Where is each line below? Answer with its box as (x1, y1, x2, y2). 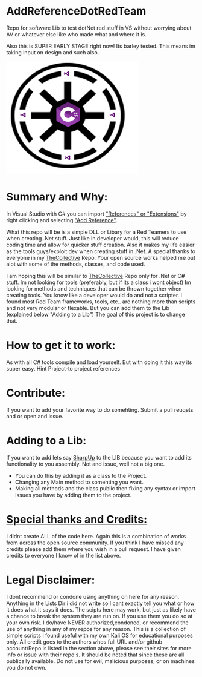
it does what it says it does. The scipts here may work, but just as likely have (6, 606, 197, 613)
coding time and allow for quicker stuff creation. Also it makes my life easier (6, 241, 195, 248)
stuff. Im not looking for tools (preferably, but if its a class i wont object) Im (6, 279, 191, 286)
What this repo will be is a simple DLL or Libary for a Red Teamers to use (6, 228, 187, 236)
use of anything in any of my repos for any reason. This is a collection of (6, 625, 186, 632)
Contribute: (6, 386, 65, 400)
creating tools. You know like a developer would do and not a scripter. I (6, 291, 183, 299)
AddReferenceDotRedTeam (6, 4, 147, 18)
